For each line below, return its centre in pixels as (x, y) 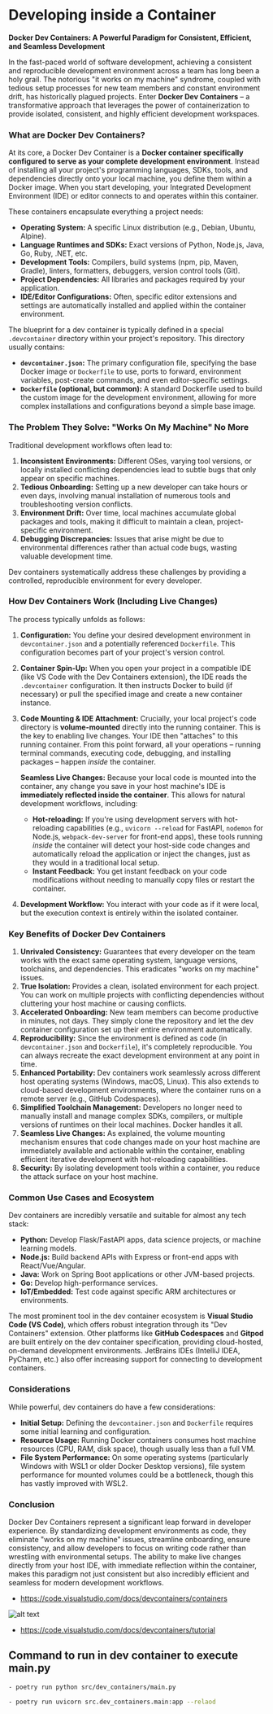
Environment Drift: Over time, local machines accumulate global (128, 513)
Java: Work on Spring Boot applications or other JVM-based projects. (137, 1274)
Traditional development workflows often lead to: (91, 445)
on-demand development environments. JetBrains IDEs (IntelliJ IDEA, (124, 1351)
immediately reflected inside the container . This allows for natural (132, 795)
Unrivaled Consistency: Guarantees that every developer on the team (138, 952)
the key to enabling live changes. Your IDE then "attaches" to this (129, 735)
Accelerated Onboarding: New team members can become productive (139, 1012)
